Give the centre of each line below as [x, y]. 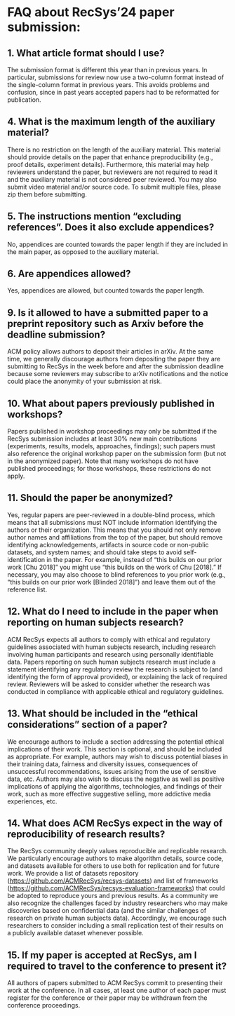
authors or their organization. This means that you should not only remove [114, 530]
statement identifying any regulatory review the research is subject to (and [115, 669]
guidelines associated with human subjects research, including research [112, 647]
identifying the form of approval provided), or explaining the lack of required [117, 676]
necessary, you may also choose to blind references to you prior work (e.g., [116, 574]
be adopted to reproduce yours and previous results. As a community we [113, 896]
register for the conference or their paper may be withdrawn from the [107, 998]
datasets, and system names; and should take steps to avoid [95, 552]
